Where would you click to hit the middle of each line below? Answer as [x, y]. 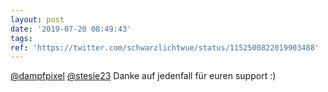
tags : [21, 38]
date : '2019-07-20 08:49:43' [71, 29]
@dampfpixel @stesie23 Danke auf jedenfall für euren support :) [143, 76]
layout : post [37, 19]
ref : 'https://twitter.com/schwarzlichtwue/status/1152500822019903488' [165, 47]
